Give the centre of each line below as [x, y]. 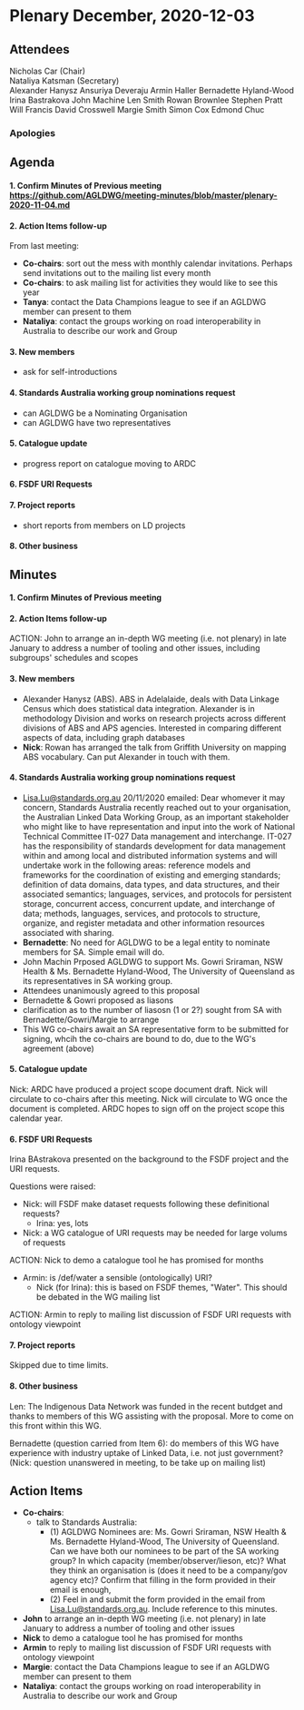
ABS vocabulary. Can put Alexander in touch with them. [126, 757]
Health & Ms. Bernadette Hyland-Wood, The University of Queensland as [158, 971]
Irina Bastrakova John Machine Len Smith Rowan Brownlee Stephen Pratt [146, 100]
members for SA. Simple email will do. [93, 952]
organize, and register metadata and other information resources [143, 923]
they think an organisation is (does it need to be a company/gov [168, 1570]
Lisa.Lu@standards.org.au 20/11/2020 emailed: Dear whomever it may [154, 797]
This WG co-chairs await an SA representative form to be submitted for [156, 1029]
